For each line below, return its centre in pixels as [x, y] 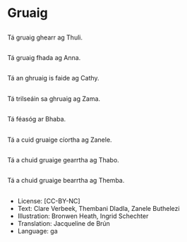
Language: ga [37, 231]
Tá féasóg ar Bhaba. [37, 119]
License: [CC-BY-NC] [49, 201]
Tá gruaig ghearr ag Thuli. [45, 37]
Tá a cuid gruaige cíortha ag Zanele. [60, 140]
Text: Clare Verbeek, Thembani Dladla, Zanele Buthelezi [98, 208]
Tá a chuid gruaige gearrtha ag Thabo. [64, 159]
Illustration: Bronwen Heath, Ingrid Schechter [83, 216]
